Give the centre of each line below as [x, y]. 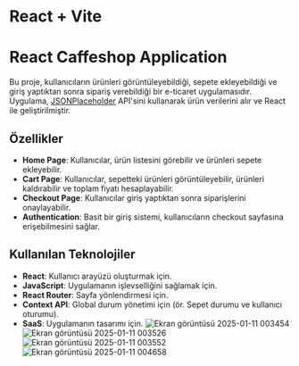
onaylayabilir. [46, 207]
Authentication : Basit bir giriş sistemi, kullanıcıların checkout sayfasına [153, 217]
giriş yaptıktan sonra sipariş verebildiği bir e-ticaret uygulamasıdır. [131, 92]
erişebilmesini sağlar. [61, 226]
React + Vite [56, 17]
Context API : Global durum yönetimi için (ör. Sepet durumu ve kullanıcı [152, 304]
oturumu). [41, 313]
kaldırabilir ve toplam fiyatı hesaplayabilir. [98, 188]
